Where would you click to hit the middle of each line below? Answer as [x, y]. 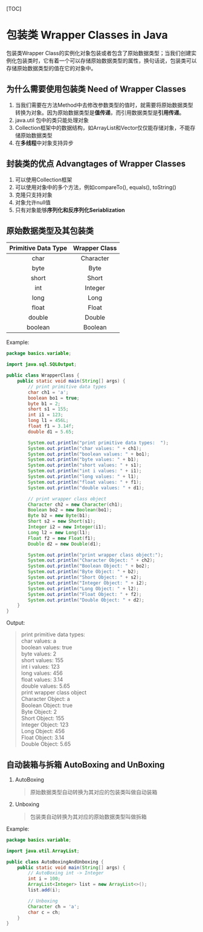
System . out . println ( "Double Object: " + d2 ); [86, 600]
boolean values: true [47, 648]
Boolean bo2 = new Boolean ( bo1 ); [70, 510]
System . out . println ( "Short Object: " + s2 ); [85, 577]
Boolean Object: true [47, 705]
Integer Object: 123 [45, 725]
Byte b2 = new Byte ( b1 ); [59, 516]
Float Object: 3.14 [43, 738]
